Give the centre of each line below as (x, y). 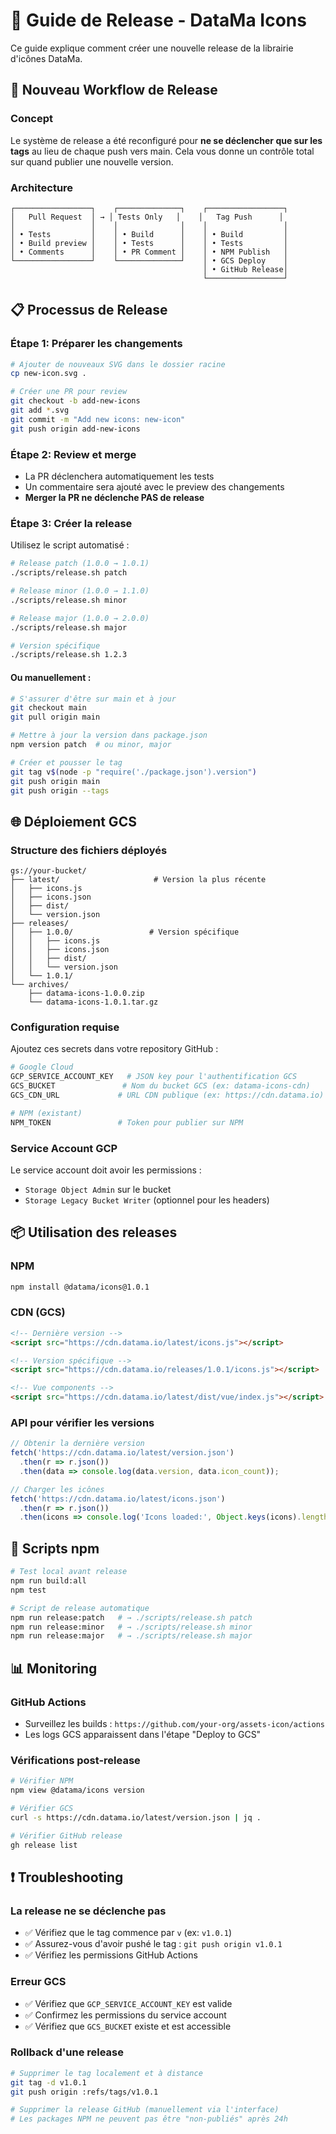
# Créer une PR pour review (69, 392)
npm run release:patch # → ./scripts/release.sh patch (131, 1617)
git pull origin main (55, 717)
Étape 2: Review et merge (73, 454)
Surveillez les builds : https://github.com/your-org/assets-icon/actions (174, 1723)
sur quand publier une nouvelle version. (92, 161)
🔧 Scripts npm (55, 1548)
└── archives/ (40, 985)
